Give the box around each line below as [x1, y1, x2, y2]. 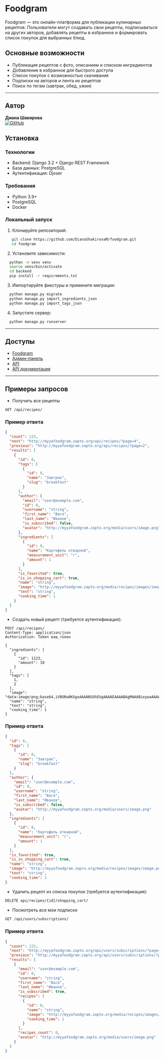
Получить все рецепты [12, 398, 60, 404]
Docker [12, 204, 27, 210]
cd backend [9, 269, 32, 274]
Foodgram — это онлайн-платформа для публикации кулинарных [5, 19, 142, 25]
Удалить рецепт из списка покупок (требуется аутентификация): [12, 888, 147, 894]
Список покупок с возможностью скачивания [12, 72, 109, 78]
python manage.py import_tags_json [9, 301, 82, 306]
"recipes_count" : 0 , [18, 1030, 60, 1035]
